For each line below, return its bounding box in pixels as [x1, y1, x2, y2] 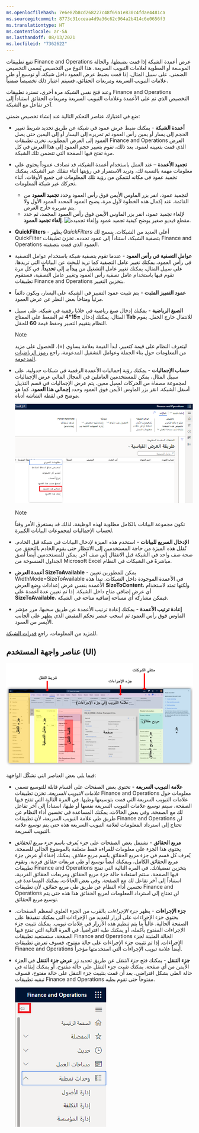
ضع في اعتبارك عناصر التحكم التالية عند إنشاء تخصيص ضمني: [6, 113, 140, 119]
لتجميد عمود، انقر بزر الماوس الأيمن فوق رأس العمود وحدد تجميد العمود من [23, 191, 188, 199]
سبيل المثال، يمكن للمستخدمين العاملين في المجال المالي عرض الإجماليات [14, 373, 179, 380]
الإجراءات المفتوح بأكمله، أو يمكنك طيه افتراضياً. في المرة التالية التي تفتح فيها [14, 926, 185, 933]
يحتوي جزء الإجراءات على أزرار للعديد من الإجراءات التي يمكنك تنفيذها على [14, 913, 179, 921]
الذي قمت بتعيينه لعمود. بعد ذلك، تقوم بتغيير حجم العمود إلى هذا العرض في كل [14, 143, 187, 150]
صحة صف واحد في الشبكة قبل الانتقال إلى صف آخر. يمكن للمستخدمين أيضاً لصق [14, 550, 193, 558]
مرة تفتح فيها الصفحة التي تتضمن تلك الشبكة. [14, 149, 114, 156]
